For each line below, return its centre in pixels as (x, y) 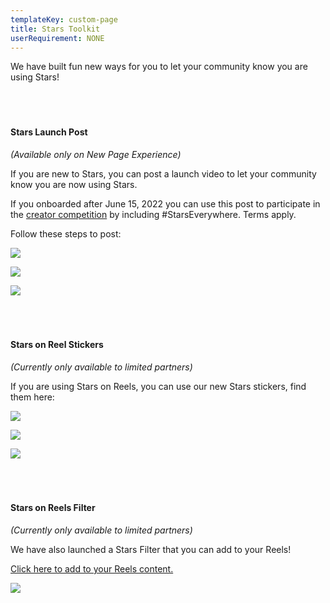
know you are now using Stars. (74, 184)
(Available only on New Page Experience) (96, 154)
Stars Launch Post (49, 132)
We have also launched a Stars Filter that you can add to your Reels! (151, 549)
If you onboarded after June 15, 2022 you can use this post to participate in (165, 203)
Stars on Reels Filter (53, 508)
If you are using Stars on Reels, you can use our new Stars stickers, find (158, 386)
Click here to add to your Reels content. (92, 568)
